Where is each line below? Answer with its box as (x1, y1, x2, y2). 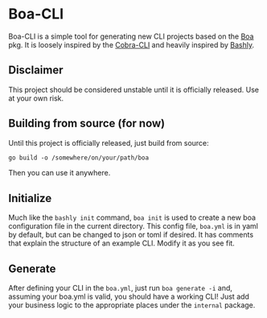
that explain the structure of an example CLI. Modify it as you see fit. (8, 238, 235, 248)
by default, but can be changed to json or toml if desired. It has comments (8, 230, 254, 240)
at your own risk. (8, 93, 64, 103)
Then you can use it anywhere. (8, 168, 111, 178)
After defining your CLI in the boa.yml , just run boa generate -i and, (8, 283, 233, 293)
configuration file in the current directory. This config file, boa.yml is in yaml (8, 221, 259, 231)
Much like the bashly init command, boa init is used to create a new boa (8, 213, 256, 222)
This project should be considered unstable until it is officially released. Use (8, 85, 260, 94)
